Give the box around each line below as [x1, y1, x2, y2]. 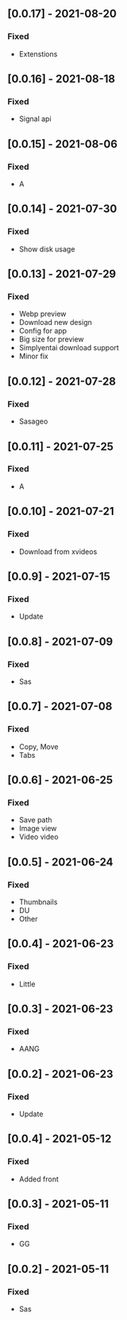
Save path [18, 815, 52, 825]
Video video [18, 832, 59, 842]
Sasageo [18, 416, 48, 426]
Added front [18, 1174, 59, 1184]
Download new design [18, 318, 93, 327]
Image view [18, 824, 57, 834]
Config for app [18, 326, 67, 336]
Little [18, 979, 36, 989]
